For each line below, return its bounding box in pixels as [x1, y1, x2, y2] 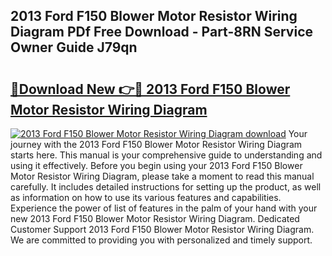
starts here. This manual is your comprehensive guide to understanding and [10, 149, 323, 161]
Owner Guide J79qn [10, 39, 138, 56]
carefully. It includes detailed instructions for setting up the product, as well [10, 181, 322, 193]
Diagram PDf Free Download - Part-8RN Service [10, 24, 314, 41]
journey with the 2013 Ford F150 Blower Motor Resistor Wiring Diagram [10, 139, 303, 150]
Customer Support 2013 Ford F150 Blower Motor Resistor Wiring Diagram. [10, 224, 315, 235]
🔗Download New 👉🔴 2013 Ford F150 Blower [10, 80, 291, 98]
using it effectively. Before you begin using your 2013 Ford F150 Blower [10, 160, 303, 171]
